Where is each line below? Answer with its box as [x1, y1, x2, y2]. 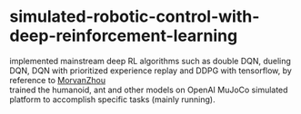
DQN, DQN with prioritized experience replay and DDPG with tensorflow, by [9, 65, 293, 76]
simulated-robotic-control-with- [9, 6, 260, 27]
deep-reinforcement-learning [9, 25, 238, 46]
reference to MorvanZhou [9, 74, 106, 85]
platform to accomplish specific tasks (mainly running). [9, 93, 216, 105]
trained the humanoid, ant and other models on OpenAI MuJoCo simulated [9, 84, 288, 95]
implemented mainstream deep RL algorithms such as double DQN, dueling [9, 55, 291, 66]
